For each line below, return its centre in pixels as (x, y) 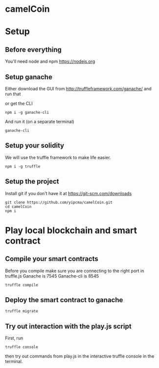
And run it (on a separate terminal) (40, 122)
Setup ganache (29, 77)
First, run (14, 338)
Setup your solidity (35, 146)
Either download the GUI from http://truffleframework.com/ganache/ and (78, 89)
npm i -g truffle (23, 166)
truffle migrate (22, 311)
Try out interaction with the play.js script (68, 326)
